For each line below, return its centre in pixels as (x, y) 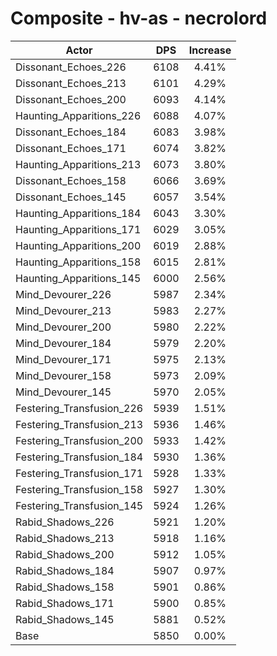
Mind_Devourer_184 (63, 343)
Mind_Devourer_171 (63, 359)
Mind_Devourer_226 (63, 294)
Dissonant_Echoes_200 (71, 99)
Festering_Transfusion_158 (79, 489)
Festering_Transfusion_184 (79, 457)
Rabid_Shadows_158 (65, 587)
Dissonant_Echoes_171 (71, 148)
